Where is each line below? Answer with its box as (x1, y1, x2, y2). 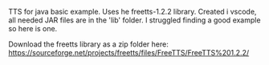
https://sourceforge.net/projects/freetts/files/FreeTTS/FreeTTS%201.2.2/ (8, 48, 250, 57)
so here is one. (8, 24, 58, 33)
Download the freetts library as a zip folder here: (8, 39, 169, 49)
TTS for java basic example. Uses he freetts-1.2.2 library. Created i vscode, (8, 7, 257, 16)
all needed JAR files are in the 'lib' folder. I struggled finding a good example (8, 15, 261, 25)
